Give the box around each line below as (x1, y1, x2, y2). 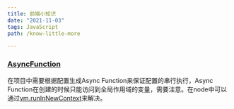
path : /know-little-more (7, 30, 81, 37)
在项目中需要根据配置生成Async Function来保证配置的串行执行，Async (7, 76, 213, 84)
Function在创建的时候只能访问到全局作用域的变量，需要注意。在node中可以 (7, 85, 228, 94)
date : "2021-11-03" (7, 17, 65, 24)
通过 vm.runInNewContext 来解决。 (7, 94, 107, 102)
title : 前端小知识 (7, 10, 57, 18)
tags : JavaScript (7, 23, 59, 30)
